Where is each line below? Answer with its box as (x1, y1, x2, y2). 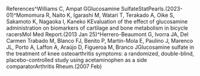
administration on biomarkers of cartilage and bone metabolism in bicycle (6, 24, 188, 31)
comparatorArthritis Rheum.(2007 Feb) (6, 63, 102, 70)
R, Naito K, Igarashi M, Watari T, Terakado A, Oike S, (46, 11, 175, 19)
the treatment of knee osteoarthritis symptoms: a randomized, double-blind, (6, 50, 195, 57)
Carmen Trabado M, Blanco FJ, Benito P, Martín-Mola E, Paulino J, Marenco (6, 37, 193, 44)
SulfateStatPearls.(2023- (121, 5, 183, 12)
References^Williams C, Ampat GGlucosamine (6, 5, 120, 12)
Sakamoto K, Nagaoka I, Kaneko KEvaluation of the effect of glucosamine (6, 18, 188, 25)
